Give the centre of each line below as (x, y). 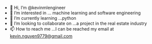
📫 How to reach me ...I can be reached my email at (62, 29)
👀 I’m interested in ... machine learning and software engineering (75, 13)
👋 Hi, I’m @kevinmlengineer (38, 8)
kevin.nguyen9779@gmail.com (41, 36)
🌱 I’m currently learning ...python (43, 18)
